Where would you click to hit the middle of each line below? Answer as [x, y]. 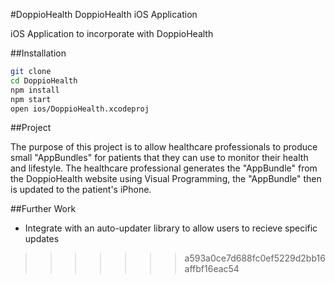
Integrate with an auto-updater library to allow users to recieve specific [171, 228]
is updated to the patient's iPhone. [81, 190]
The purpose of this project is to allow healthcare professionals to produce [164, 147]
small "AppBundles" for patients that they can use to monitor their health [159, 158]
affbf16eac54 [212, 269]
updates [42, 239]
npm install [35, 90]
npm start [31, 99]
